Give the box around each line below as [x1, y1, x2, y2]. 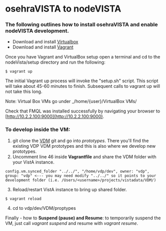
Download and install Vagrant [12, 44, 74, 50]
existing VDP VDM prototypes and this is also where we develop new [12, 143, 156, 149]
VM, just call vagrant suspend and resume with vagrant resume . [5, 220, 138, 226]
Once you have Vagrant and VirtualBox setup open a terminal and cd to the [5, 54, 160, 60]
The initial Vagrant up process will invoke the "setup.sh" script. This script [5, 78, 158, 84]
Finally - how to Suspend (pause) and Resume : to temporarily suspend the [5, 215, 161, 221]
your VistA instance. [12, 159, 54, 165]
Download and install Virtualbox [12, 39, 78, 45]
